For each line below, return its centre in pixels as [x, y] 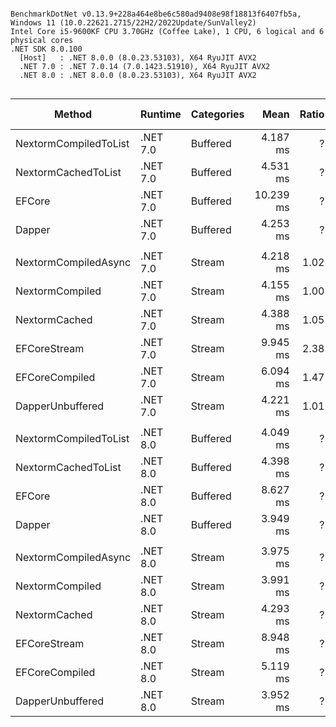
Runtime [161, 114]
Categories [217, 114]
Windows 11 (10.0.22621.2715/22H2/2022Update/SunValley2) [133, 23]
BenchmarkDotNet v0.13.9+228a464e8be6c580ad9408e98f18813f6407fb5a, [156, 14]
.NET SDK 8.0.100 [46, 49]
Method [73, 114]
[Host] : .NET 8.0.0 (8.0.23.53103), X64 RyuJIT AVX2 [138, 58]
